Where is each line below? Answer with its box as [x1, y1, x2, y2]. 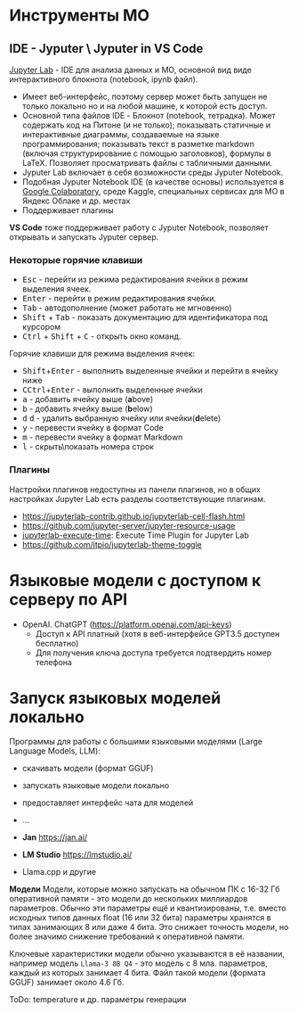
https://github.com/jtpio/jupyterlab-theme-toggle [21, 539, 202, 549]
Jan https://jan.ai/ [21, 832, 88, 843]
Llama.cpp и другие [21, 867, 96, 877]
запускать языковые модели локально [21, 780, 170, 791]
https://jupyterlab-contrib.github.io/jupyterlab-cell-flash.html [21, 510, 246, 522]
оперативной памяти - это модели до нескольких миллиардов [9, 894, 248, 904]
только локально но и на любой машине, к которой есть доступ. [21, 101, 269, 111]
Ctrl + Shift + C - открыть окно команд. [21, 331, 181, 342]
